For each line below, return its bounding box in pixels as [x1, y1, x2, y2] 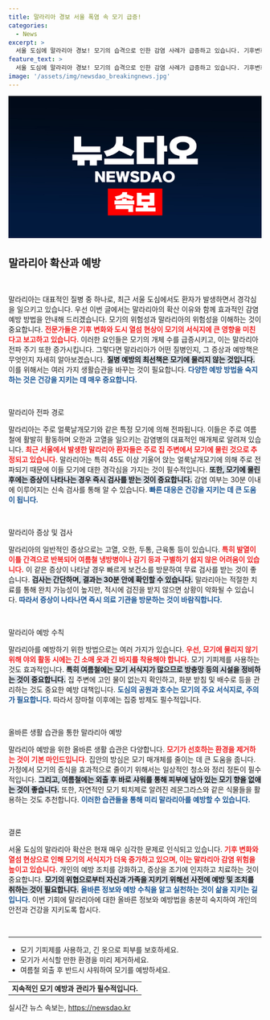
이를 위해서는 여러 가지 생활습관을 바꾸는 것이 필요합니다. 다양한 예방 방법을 [8, 365, 243, 375]
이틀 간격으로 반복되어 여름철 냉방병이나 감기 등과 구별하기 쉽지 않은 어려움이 [8, 555, 246, 564]
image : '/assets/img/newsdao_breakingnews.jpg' [8, 72, 171, 80]
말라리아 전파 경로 [8, 408, 64, 417]
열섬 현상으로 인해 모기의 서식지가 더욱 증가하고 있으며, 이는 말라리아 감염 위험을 [8, 854, 256, 864]
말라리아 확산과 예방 [8, 256, 101, 269]
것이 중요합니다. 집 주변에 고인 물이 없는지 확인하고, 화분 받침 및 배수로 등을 [16, 675, 252, 685]
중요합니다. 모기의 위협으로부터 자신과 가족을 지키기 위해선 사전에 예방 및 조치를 [8, 875, 255, 884]
